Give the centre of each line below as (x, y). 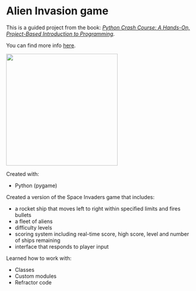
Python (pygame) (36, 185)
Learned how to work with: (39, 258)
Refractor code (33, 282)
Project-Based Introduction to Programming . (61, 33)
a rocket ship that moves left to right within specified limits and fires (98, 208)
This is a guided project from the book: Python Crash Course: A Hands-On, (98, 27)
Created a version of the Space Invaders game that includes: (80, 197)
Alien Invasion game (57, 11)
